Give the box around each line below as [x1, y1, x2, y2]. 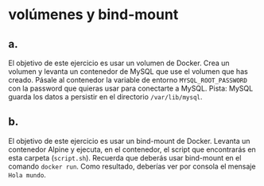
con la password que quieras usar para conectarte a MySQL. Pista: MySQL [8, 83, 254, 93]
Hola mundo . [8, 169, 46, 180]
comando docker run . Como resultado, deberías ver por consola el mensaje [8, 161, 256, 171]
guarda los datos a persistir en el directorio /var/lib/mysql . [8, 92, 203, 101]
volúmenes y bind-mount [8, 6, 179, 24]
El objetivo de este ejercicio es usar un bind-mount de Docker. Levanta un [8, 136, 250, 145]
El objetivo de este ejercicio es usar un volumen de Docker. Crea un [8, 58, 230, 68]
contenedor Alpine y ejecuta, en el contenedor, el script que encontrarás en [8, 145, 256, 154]
